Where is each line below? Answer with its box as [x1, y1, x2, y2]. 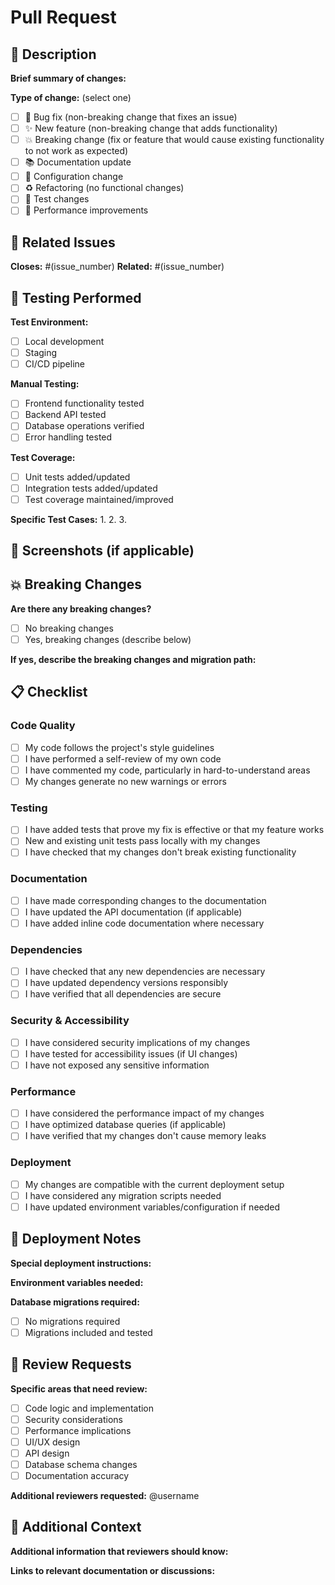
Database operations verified [24, 420, 145, 432]
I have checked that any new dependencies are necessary [24, 966, 266, 978]
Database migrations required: [10, 1296, 140, 1308]
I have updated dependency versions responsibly [24, 977, 229, 989]
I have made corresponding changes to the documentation [24, 894, 267, 906]
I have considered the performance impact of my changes [24, 1107, 265, 1120]
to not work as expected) [24, 145, 129, 157]
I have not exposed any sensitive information [24, 1059, 210, 1071]
